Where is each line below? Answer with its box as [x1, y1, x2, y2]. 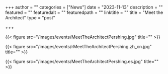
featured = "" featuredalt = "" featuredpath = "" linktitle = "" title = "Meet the [5, 9, 163, 15]
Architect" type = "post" [5, 15, 55, 20]
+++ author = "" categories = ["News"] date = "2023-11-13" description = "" [5, 4, 163, 10]
